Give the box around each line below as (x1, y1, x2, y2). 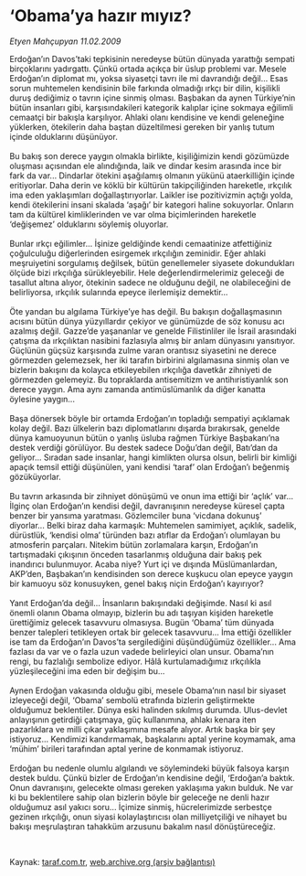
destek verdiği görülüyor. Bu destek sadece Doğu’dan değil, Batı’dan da (9, 442, 279, 453)
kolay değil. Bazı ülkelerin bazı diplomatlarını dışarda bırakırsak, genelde (9, 422, 280, 433)
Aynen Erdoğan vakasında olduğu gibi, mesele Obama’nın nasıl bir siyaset (9, 685, 287, 696)
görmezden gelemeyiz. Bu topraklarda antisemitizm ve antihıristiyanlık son (9, 374, 290, 385)
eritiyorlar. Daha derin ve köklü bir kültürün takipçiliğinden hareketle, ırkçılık (9, 179, 292, 190)
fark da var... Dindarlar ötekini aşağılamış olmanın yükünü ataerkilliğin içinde (9, 170, 295, 181)
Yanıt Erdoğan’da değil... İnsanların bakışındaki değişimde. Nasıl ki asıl (9, 597, 272, 608)
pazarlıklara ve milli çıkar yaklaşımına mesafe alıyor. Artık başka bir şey (9, 723, 276, 734)
